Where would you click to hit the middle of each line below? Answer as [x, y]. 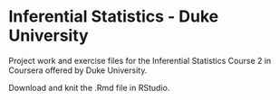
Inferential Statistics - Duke [114, 17]
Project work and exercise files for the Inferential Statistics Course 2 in [140, 60]
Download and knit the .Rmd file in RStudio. [89, 87]
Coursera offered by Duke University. [78, 70]
